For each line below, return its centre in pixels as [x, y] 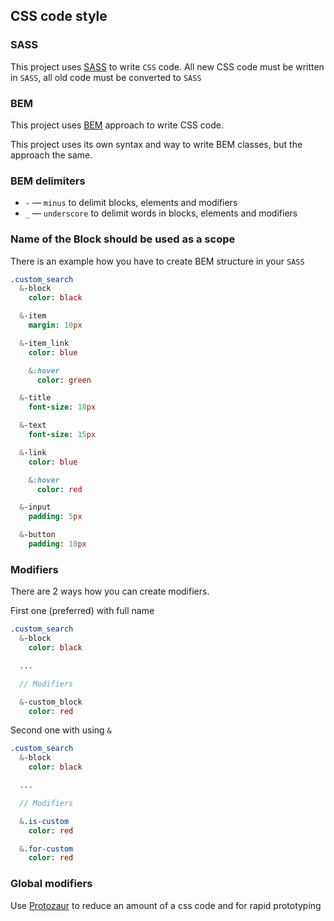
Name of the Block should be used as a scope [123, 239]
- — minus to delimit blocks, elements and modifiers [131, 203]
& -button [37, 535]
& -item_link [44, 343]
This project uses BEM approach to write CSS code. [117, 125]
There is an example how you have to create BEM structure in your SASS [157, 261]
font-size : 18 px [62, 407]
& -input [35, 507]
